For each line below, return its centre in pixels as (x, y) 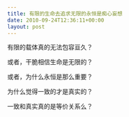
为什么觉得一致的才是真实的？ (50, 92)
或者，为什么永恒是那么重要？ (50, 77)
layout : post (26, 26)
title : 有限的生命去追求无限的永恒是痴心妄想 (65, 14)
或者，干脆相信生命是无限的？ (50, 62)
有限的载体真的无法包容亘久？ (50, 47)
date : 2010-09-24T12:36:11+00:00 (56, 20)
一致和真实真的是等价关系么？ (50, 107)
